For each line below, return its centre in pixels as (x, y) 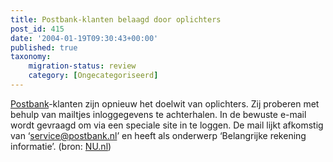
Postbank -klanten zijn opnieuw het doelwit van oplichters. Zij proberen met (165, 103)
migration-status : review (82, 66)
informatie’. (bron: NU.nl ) (61, 146)
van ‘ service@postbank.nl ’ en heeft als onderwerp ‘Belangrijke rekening (158, 135)
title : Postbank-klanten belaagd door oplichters (116, 19)
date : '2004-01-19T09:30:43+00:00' (84, 38)
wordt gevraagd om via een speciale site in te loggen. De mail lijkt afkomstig (167, 125)
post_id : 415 (37, 29)
